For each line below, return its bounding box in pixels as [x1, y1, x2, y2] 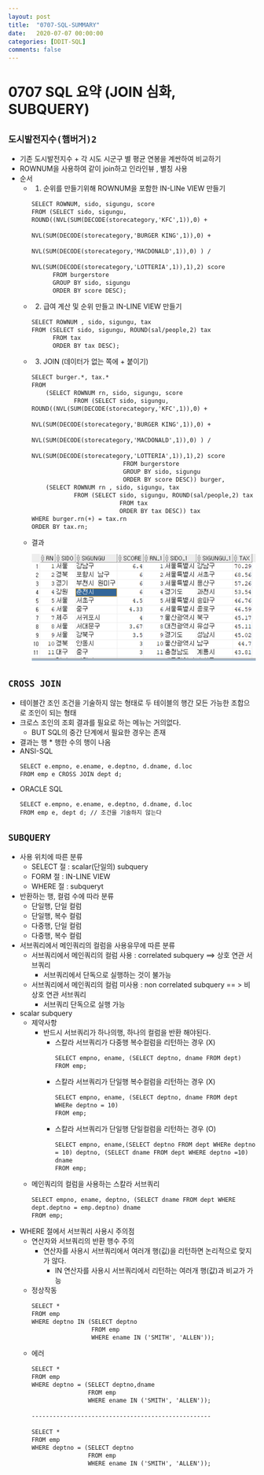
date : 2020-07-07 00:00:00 [8, 29, 104, 37]
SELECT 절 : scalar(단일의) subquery [31, 862, 148, 871]
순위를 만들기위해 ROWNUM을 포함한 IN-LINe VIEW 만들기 [42, 183, 226, 193]
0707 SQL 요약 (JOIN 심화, [8, 83, 176, 102]
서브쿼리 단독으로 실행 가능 [42, 1000, 126, 1009]
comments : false [8, 46, 61, 54]
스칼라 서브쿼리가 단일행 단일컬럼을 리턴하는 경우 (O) [54, 1124, 217, 1133]
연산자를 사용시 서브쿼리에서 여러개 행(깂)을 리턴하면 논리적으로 [42, 1246, 237, 1255]
